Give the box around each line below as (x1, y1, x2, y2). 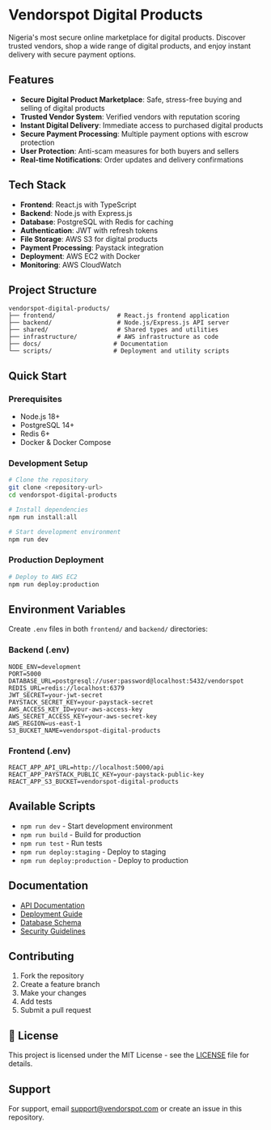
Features (8, 73, 54, 87)
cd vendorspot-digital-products (8, 491, 117, 499)
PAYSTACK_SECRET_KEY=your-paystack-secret (8, 698, 154, 706)
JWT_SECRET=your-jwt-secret (8, 691, 104, 699)
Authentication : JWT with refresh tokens (19, 225, 159, 235)
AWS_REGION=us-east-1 (8, 719, 82, 727)
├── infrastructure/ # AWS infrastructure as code (8, 333, 219, 341)
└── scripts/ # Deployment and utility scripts (8, 347, 230, 355)
